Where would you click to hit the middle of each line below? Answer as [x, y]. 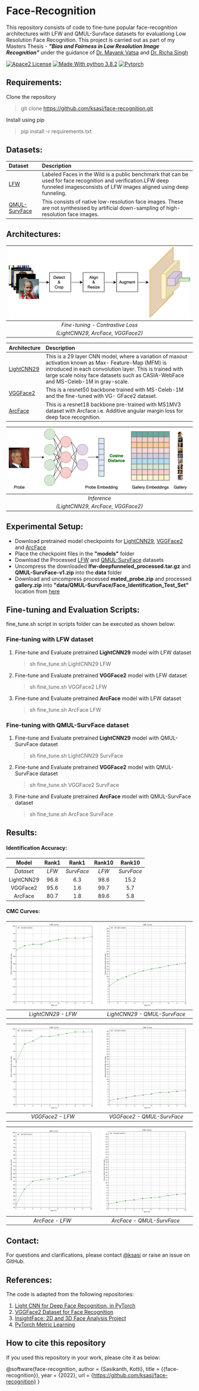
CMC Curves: [23, 911]
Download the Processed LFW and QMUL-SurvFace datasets [89, 560]
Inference [99, 498]
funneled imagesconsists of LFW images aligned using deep [115, 187]
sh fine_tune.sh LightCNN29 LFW [70, 664]
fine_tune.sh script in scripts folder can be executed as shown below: [91, 624]
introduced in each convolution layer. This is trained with [114, 369]
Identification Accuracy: [37, 848]
